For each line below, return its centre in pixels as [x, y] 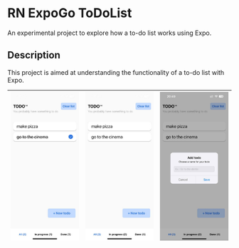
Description [34, 55]
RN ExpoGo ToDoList [70, 13]
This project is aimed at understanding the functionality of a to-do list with [116, 72]
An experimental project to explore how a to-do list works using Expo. [110, 33]
